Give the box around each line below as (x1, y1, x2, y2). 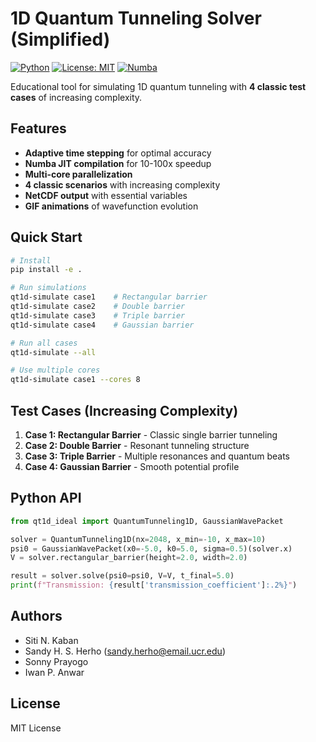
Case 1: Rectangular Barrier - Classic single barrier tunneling (24, 429, 278, 441)
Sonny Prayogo (24, 655, 89, 667)
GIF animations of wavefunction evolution (24, 200, 199, 212)
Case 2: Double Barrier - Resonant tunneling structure (24, 440, 250, 451)
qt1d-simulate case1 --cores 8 (10, 375, 141, 385)
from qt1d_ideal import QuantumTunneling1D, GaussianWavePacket (10, 516, 284, 526)
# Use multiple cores (10, 365, 101, 376)
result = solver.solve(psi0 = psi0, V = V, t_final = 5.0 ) (10, 571, 235, 581)
